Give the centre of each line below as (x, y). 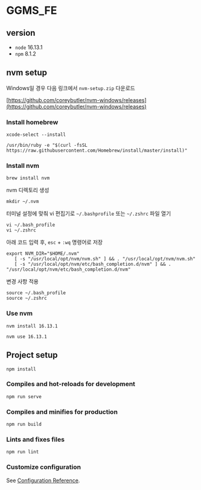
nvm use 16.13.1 (27, 337)
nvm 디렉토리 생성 (28, 190)
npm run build (24, 424)
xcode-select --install (36, 135)
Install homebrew (32, 122)
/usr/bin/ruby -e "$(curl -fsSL (47, 146)
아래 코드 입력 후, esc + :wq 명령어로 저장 (55, 242)
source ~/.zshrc (27, 298)
